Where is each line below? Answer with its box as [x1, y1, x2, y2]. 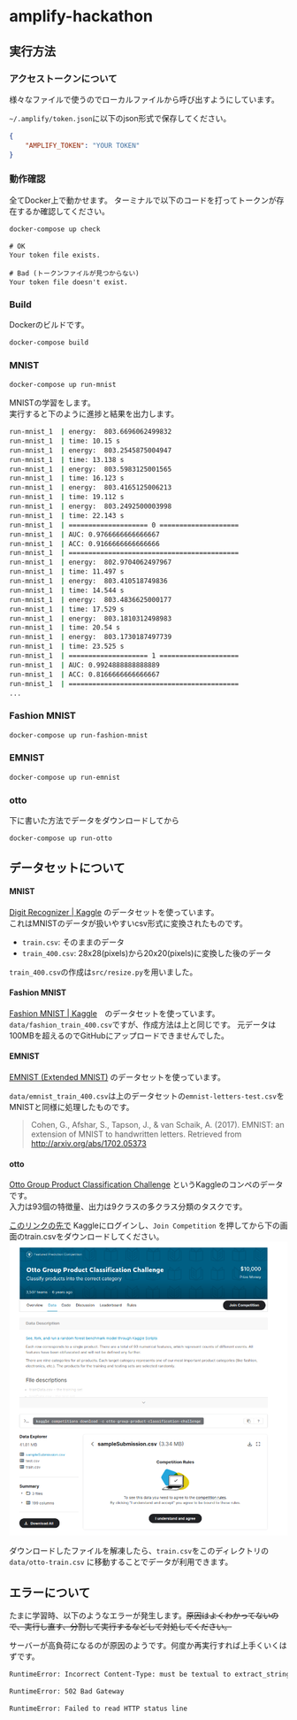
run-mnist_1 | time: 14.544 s [9, 586, 125, 595]
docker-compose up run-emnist [9, 773, 121, 782]
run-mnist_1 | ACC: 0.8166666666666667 [9, 670, 161, 679]
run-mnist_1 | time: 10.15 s [9, 436, 121, 445]
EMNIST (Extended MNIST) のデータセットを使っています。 [9, 1071, 225, 1082]
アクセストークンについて [9, 73, 118, 85]
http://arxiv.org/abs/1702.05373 [30, 1138, 148, 1148]
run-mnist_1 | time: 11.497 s [9, 567, 125, 576]
